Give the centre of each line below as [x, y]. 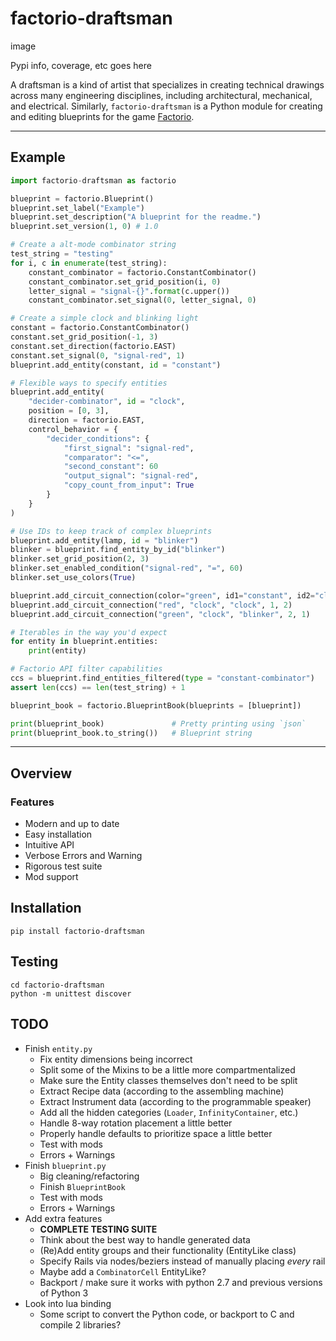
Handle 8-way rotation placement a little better [136, 1123]
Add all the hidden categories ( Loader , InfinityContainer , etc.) [169, 1112]
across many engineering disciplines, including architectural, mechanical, [161, 95]
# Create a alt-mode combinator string [93, 245]
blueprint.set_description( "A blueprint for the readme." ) [136, 217]
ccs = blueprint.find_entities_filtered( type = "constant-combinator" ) [162, 678]
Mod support [51, 877]
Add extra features [63, 1218]
